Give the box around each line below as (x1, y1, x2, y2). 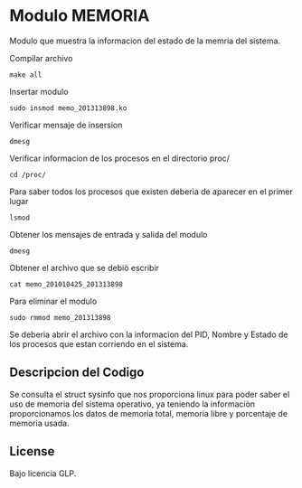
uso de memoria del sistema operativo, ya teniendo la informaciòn (9, 399, 256, 409)
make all (9, 70, 42, 80)
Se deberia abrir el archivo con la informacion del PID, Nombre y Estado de (9, 329, 288, 340)
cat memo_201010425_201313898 (9, 279, 124, 289)
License (9, 444, 55, 459)
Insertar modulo (9, 86, 70, 97)
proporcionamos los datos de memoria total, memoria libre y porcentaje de (9, 408, 288, 418)
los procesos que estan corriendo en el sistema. (9, 338, 189, 349)
